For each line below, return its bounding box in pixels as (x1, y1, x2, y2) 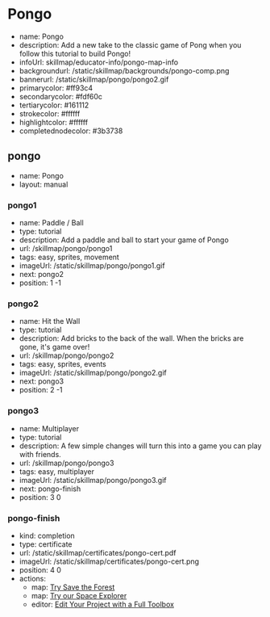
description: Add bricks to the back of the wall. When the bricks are (19, 334, 244, 343)
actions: (19, 573, 46, 583)
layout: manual (19, 179, 69, 189)
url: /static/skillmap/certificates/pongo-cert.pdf (19, 548, 177, 557)
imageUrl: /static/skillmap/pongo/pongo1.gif (19, 261, 166, 271)
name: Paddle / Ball (19, 218, 84, 228)
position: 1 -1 (19, 278, 61, 288)
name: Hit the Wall (19, 317, 81, 326)
